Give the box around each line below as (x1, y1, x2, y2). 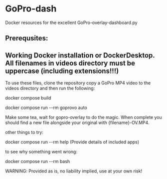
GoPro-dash (5, 3, 57, 14)
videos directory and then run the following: (5, 85, 95, 91)
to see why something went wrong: (5, 148, 77, 155)
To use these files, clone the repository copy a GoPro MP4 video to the (5, 80, 151, 86)
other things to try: (5, 129, 43, 135)
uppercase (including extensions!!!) (5, 66, 119, 75)
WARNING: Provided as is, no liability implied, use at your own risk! (5, 168, 143, 174)
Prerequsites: (5, 34, 48, 42)
